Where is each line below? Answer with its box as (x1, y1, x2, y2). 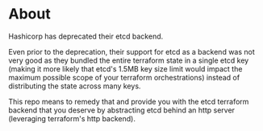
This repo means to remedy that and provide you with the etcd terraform (8, 96, 249, 106)
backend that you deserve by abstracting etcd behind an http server (8, 105, 236, 115)
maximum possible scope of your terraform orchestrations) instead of (8, 72, 240, 82)
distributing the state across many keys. (8, 81, 141, 91)
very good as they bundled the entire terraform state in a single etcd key (8, 55, 249, 65)
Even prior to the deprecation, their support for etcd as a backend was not (8, 47, 256, 56)
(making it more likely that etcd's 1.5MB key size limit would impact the (8, 63, 243, 73)
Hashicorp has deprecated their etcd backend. (8, 31, 164, 41)
